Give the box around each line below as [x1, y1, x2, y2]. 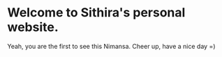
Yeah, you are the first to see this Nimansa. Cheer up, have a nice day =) [7, 42, 216, 50]
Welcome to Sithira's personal [7, 5, 186, 21]
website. [7, 19, 59, 35]
